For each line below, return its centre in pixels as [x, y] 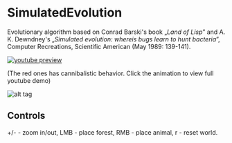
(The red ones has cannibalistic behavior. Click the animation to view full [110, 73]
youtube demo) [29, 80]
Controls [26, 116]
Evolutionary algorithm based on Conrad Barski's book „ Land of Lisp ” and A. [116, 32]
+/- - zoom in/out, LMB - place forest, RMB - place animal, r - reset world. [113, 132]
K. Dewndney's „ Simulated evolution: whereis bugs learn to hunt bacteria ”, [114, 39]
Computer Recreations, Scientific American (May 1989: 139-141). [99, 46]
